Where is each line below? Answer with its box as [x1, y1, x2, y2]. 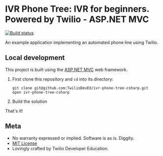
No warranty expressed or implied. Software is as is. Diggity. [12, 135, 135, 141]
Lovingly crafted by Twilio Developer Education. [12, 145, 109, 151]
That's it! [5, 108, 23, 113]
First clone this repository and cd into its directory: [12, 76, 114, 82]
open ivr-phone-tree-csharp [12, 89, 70, 95]
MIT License [12, 140, 38, 146]
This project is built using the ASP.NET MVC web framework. [5, 67, 128, 72]
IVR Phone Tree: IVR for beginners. [5, 3, 149, 15]
